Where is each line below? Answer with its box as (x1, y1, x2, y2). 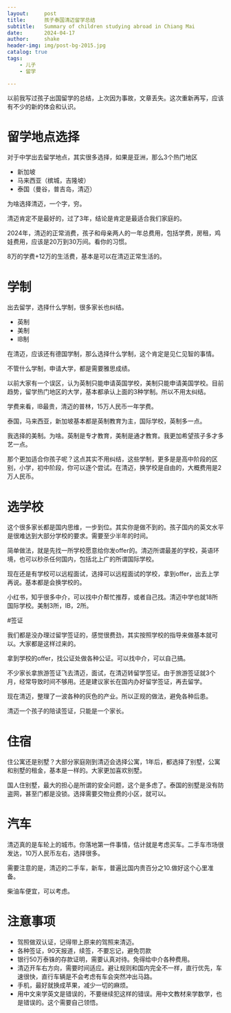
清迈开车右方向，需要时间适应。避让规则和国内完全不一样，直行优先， (16, 964, 217, 972)
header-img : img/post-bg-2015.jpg (7, 42, 107, 49)
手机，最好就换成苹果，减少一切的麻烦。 (16, 981, 132, 990)
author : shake (7, 36, 60, 43)
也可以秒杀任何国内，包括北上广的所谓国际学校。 (19, 555, 158, 563)
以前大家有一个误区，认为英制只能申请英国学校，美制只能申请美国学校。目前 (7, 379, 224, 387)
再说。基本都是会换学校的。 (7, 578, 86, 587)
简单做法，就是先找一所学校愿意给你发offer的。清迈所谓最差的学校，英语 (7, 547, 214, 555)
